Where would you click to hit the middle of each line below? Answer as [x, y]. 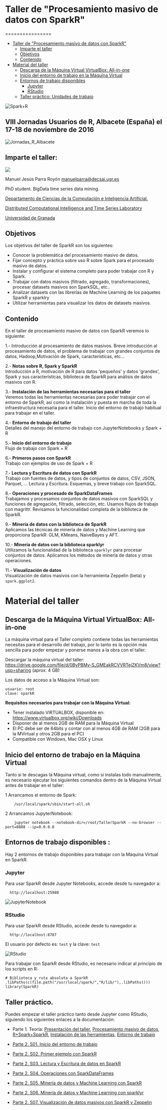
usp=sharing [18, 670]
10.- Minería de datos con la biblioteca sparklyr [55, 545]
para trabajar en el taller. [30, 413]
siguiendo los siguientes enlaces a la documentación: [60, 1019]
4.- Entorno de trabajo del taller [38, 423]
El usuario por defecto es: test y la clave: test [53, 944]
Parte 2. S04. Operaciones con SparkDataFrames [63, 1073]
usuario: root [20, 689]
